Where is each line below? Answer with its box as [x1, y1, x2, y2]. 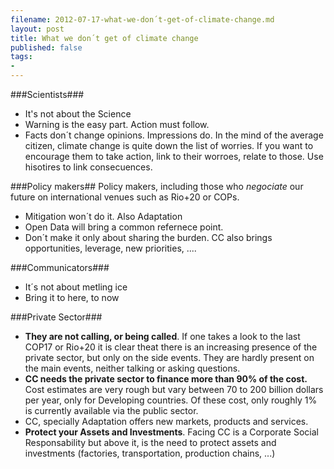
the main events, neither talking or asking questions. [24, 362, 241, 374]
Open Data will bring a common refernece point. [24, 221, 224, 233]
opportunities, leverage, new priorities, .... [24, 242, 197, 254]
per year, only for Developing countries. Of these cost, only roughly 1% [24, 394, 318, 406]
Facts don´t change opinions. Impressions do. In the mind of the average [24, 129, 324, 141]
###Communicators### [10, 262, 110, 273]
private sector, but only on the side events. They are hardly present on [24, 352, 315, 363]
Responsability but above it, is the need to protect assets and [24, 437, 277, 448]
